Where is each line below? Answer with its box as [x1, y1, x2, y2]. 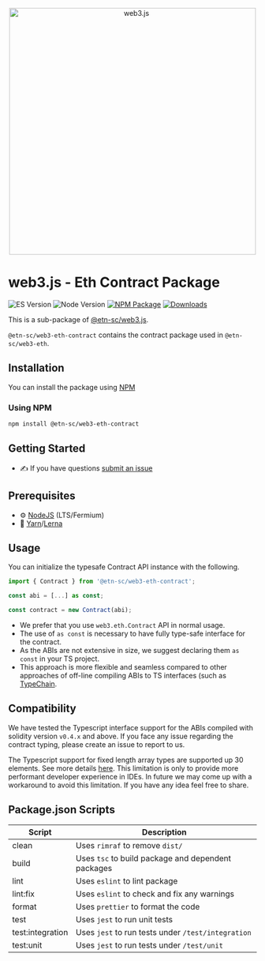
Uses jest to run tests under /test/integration [76, 926, 252, 937]
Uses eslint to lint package [76, 875, 178, 886]
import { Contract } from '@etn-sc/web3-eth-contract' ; [8, 577, 196, 586]
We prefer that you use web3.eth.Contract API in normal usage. [19, 620, 226, 629]
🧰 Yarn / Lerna [19, 518, 63, 528]
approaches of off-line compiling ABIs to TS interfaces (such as [19, 670, 227, 680]
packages [76, 862, 113, 873]
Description [141, 826, 187, 837]
